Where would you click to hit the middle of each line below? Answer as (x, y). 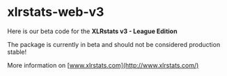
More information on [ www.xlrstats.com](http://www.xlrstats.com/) (103, 65)
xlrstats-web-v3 (56, 12)
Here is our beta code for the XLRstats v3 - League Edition (92, 31)
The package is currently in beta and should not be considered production (114, 44)
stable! (17, 52)
